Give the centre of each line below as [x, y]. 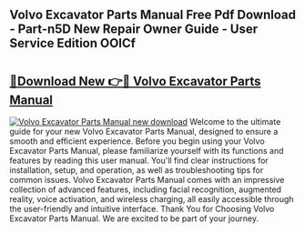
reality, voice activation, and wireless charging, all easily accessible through [152, 199]
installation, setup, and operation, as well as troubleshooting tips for [137, 170]
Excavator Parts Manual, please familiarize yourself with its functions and [147, 151]
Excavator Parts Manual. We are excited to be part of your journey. [134, 218]
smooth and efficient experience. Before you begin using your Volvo [137, 141]
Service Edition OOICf [73, 43]
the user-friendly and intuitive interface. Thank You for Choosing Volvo [142, 209]
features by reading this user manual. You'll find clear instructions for [139, 160]
